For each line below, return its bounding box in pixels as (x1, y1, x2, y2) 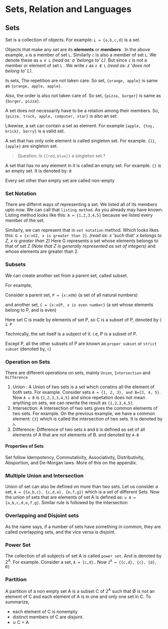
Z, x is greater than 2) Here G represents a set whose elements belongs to (5, 238, 159, 244)
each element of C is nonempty (12, 608, 78, 614)
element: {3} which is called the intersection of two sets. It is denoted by (12, 415, 163, 422)
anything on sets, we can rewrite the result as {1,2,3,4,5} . (12, 400, 134, 406)
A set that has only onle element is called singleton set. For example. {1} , (5, 138, 156, 143)
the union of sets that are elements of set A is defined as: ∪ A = (5, 494, 136, 500)
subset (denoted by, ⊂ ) (5, 346, 52, 352)
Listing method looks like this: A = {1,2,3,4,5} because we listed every (5, 212, 153, 218)
